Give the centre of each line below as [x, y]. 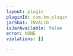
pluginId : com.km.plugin [37, 17]
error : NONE [21, 34]
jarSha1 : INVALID [28, 22]
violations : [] [25, 39]
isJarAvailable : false [34, 28]
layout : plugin [25, 11]
